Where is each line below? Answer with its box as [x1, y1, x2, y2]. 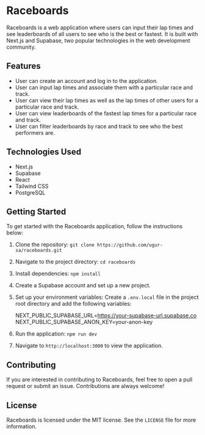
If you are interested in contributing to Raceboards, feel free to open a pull [6, 376, 193, 383]
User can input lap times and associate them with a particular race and [15, 84, 193, 91]
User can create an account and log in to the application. [15, 77, 159, 84]
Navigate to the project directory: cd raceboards [15, 258, 136, 265]
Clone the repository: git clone [15, 241, 95, 248]
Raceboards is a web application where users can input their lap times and [6, 24, 194, 31]
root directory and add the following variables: [15, 300, 132, 307]
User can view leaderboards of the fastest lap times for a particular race [15, 109, 197, 117]
